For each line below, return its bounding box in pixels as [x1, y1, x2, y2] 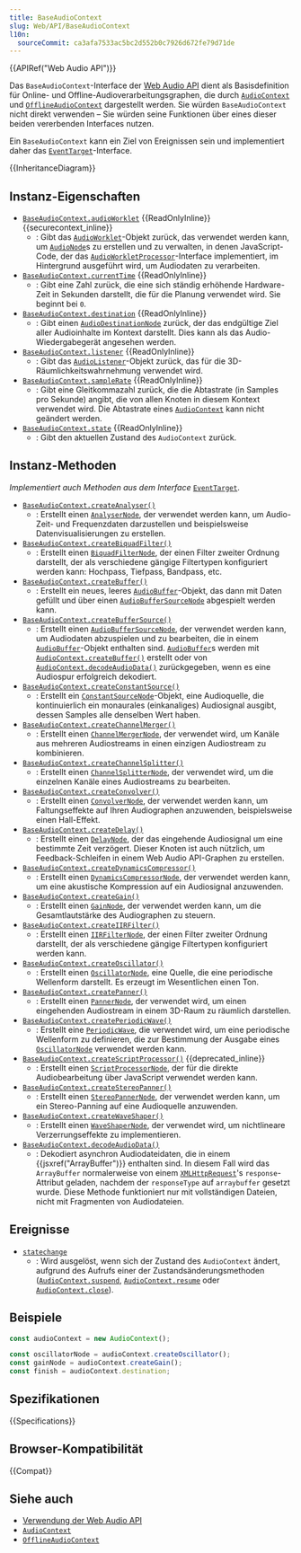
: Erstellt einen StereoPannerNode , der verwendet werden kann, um [35, 1090, 280, 1101]
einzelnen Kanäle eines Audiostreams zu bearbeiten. [35, 776, 231, 787]
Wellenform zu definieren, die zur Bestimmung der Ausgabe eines [35, 1034, 280, 1045]
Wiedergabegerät [35, 337, 102, 348]
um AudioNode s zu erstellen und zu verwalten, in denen [35, 242, 239, 252]
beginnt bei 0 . [35, 298, 87, 310]
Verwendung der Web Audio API [22, 1515, 142, 1526]
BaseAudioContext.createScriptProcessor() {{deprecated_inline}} [22, 1053, 266, 1063]
